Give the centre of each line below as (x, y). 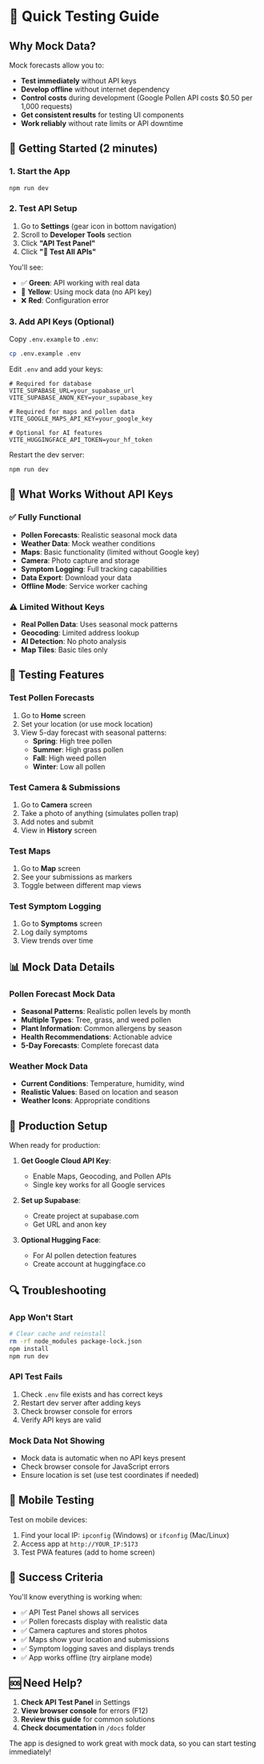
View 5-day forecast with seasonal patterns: (94, 732)
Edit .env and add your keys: (56, 369)
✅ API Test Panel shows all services (80, 1612)
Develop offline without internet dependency (95, 89)
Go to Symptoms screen (61, 924)
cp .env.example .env (45, 354)
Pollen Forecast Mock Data (62, 994)
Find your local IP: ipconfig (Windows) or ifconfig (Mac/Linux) (125, 1535)
